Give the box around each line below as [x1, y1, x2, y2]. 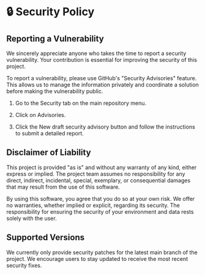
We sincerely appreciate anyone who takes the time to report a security [6, 50, 187, 57]
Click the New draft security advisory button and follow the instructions [15, 123, 196, 130]
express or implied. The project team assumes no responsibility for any [6, 170, 185, 178]
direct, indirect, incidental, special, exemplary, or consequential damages [6, 176, 191, 184]
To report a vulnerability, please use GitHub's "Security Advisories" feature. [6, 75, 197, 81]
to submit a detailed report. [15, 130, 84, 137]
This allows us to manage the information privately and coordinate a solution [6, 81, 199, 88]
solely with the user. [6, 214, 57, 222]
